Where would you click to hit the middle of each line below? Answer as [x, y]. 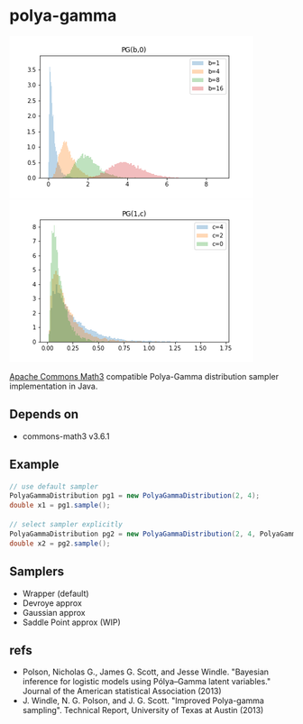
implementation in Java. [54, 386]
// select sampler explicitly [66, 525]
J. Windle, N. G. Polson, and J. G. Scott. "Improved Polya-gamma [143, 701]
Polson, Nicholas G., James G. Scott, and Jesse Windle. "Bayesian [145, 672]
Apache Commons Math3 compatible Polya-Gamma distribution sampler [144, 376]
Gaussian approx [54, 612]
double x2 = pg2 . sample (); [60, 543]
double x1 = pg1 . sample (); [60, 506]
